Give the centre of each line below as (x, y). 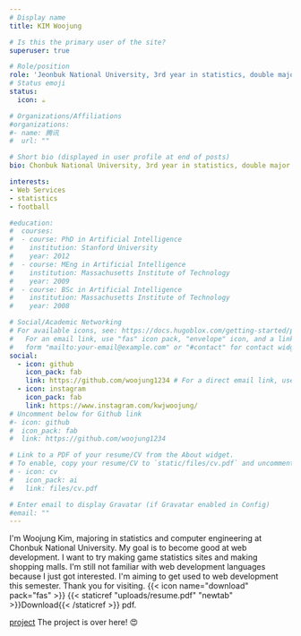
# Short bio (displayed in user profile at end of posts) (120, 158)
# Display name (38, 17)
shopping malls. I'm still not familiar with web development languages (138, 567)
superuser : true (39, 50)
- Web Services (38, 190)
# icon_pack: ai (43, 480)
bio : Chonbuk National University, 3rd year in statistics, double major (150, 166)
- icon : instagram (52, 389)
